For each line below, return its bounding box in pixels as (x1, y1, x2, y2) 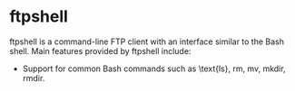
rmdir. (22, 72, 45, 83)
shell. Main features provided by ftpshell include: (9, 45, 192, 56)
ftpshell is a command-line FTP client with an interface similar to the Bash (9, 36, 284, 47)
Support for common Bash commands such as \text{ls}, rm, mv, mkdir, (22, 63, 286, 74)
